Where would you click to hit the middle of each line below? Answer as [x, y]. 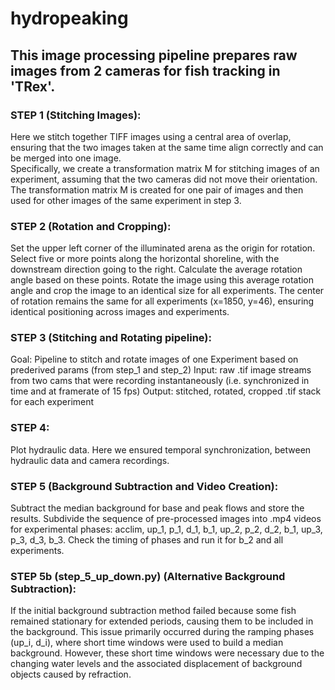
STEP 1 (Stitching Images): [76, 115]
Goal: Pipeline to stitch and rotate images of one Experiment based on [154, 359]
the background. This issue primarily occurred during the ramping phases [162, 632]
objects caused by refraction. [71, 674]
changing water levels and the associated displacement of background [156, 664]
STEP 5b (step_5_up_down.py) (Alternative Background [148, 576]
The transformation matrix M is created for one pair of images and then [157, 189]
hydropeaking [69, 18]
